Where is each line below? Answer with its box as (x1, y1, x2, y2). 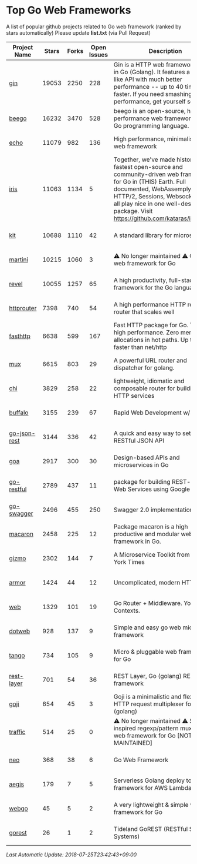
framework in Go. (113, 537, 161, 545)
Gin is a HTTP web (113, 60, 165, 68)
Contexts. (113, 606, 141, 614)
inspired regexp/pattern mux (113, 724, 192, 732)
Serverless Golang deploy (113, 776, 185, 785)
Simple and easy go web (113, 623, 182, 632)
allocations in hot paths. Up (113, 335, 189, 344)
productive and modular (113, 530, 180, 538)
